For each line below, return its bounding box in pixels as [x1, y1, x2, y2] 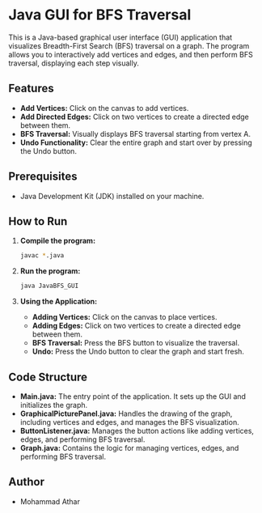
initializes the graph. [19, 400, 88, 409]
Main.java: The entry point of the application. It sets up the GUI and [19, 391, 247, 401]
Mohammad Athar [19, 496, 81, 507]
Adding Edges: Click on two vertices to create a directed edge [32, 321, 241, 331]
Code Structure [8, 370, 87, 384]
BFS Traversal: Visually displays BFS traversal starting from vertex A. [19, 129, 251, 138]
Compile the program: [19, 236, 95, 246]
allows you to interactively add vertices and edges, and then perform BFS [8, 49, 253, 59]
